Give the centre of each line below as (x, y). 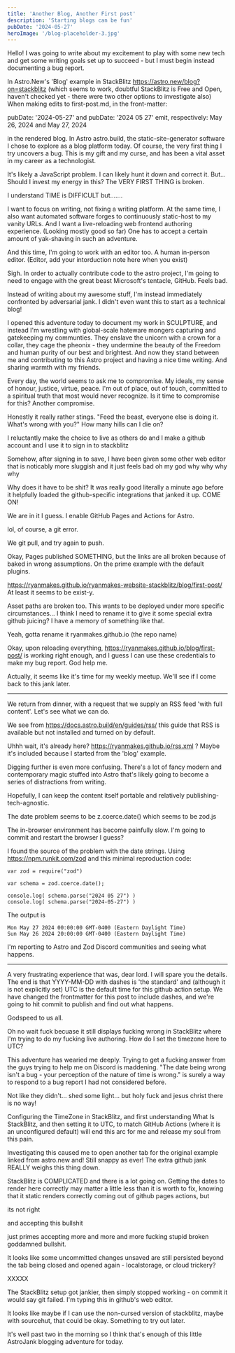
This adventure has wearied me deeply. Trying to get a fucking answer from (116, 1060)
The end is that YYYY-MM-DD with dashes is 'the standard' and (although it (116, 982)
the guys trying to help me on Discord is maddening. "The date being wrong (117, 1067)
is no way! (22, 1103)
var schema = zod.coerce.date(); (56, 884)
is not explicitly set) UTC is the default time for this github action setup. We (115, 990)
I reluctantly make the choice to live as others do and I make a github (106, 438)
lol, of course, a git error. (43, 529)
